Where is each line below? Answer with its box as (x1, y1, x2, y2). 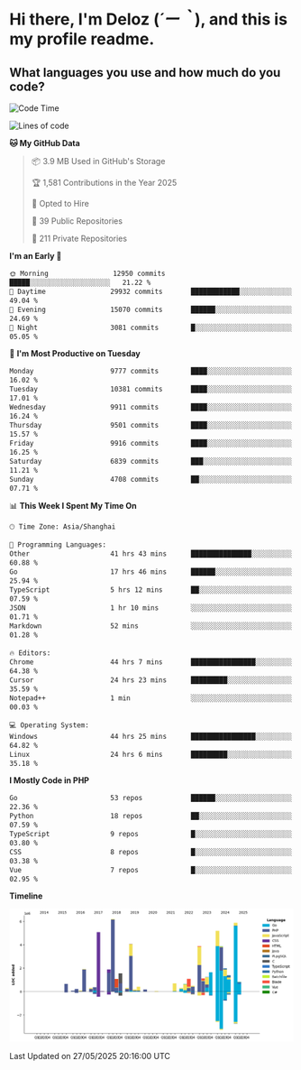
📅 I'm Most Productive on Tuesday (9, 348, 141, 358)
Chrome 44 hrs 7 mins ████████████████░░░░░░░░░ (9, 658, 293, 667)
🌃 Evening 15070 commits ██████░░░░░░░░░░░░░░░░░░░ (9, 305, 293, 314)
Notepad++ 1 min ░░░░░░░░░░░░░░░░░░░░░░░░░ (9, 694, 293, 703)
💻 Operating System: (9, 721, 90, 730)
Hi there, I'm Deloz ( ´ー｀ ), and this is (9, 9, 288, 30)
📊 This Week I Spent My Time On (9, 501, 137, 511)
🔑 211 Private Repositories (31, 233, 128, 244)
